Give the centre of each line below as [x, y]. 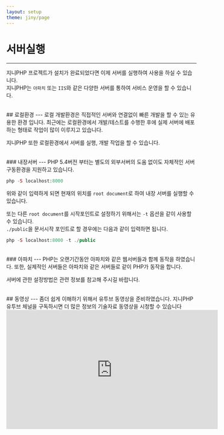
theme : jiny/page [28, 18]
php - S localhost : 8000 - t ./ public [51, 240]
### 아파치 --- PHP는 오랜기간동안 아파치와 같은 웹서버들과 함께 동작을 [90, 259]
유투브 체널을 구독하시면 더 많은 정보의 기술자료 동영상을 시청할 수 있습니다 [94, 307]
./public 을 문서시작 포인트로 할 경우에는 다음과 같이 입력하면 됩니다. [87, 229]
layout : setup [24, 12]
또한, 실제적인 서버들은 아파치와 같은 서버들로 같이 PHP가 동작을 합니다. [98, 267]
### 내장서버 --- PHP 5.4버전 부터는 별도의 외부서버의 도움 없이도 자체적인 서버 [101, 162]
